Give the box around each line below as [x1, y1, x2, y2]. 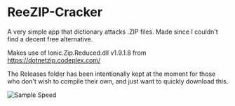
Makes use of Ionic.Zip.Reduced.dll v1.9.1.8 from [7, 48, 147, 57]
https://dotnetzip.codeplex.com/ [7, 55, 101, 64]
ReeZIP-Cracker [7, 4, 103, 20]
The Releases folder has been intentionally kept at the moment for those [7, 69, 216, 78]
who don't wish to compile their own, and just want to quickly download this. [7, 77, 229, 85]
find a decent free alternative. [7, 34, 93, 43]
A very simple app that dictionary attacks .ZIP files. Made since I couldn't [7, 27, 219, 36]
